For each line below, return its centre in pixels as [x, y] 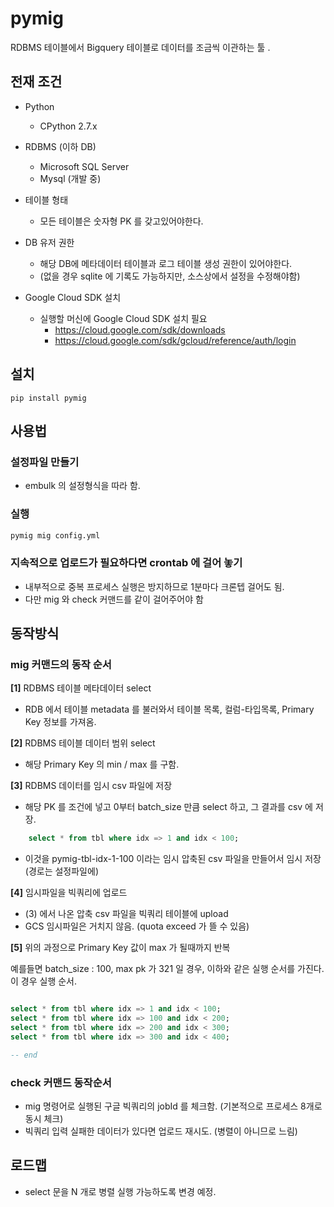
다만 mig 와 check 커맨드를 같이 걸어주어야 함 [114, 599]
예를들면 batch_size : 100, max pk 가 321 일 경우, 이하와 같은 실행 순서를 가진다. [167, 969]
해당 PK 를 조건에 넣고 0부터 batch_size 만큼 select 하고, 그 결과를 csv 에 [168, 807]
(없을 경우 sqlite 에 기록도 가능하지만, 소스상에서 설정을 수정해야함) [170, 276]
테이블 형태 [46, 199]
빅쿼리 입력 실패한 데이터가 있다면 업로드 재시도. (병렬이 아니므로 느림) [161, 1131]
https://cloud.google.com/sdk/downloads [140, 329]
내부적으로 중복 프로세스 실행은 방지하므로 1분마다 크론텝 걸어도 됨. [154, 586]
